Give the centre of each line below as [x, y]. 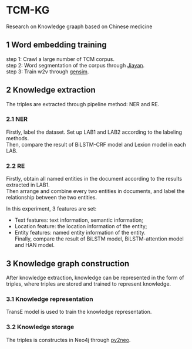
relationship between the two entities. [52, 198]
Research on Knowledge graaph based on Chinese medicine [79, 26]
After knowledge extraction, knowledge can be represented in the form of [95, 277]
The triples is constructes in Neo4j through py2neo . [68, 340]
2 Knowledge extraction [51, 90]
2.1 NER [17, 119]
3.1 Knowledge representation [50, 299]
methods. [18, 138]
